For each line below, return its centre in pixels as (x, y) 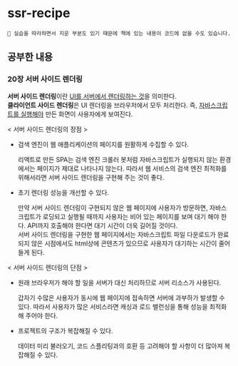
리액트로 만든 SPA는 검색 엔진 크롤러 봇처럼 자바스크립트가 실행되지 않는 (118, 159)
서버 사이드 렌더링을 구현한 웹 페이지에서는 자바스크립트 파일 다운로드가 (117, 234)
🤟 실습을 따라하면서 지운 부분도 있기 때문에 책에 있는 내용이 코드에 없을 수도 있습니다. (119, 34)
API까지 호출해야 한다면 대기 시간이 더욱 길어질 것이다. (103, 225)
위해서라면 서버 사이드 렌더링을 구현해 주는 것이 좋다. (91, 177)
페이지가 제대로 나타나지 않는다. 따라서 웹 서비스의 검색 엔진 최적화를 (132, 168)
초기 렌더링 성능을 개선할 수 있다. (63, 192)
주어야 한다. (42, 315)
